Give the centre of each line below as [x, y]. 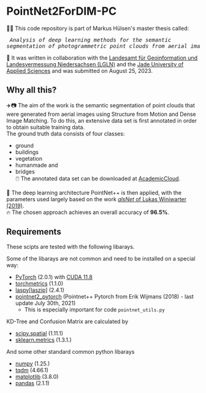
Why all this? [32, 90]
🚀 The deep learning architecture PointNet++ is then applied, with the [94, 193]
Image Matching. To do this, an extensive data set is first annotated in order [102, 120]
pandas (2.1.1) [32, 383]
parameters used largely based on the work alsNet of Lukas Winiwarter [97, 199]
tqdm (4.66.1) [32, 370]
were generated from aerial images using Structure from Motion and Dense [101, 114]
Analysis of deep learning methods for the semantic [90, 40]
